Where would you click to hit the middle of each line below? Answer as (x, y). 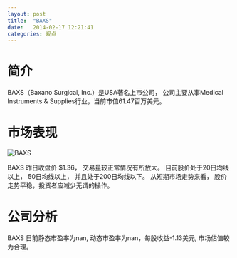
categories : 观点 (32, 34)
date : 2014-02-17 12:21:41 (51, 27)
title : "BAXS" (30, 21)
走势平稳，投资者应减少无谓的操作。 (60, 185)
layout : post (27, 14)
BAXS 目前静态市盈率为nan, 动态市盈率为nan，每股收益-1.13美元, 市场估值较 (118, 238)
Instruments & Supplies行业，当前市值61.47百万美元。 (86, 101)
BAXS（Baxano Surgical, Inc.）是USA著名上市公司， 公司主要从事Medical (116, 93)
